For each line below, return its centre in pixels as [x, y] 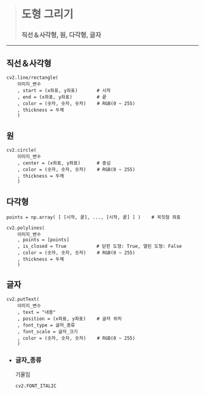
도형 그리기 [47, 14]
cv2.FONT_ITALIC [36, 386]
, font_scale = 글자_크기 [48, 332]
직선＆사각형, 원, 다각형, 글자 [61, 35]
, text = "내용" [37, 312]
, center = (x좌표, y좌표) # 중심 [64, 163]
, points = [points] [43, 240]
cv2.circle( [21, 150]
